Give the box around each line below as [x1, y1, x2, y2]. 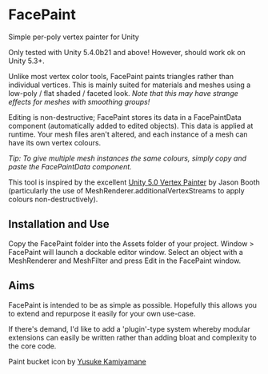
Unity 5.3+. [8, 56, 46, 66]
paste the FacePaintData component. [8, 161, 132, 171]
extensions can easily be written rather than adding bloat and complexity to [8, 332, 258, 342]
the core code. [8, 341, 57, 351]
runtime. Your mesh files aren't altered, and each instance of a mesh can [8, 129, 248, 139]
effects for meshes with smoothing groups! [8, 97, 150, 106]
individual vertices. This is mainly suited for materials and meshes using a [8, 80, 251, 90]
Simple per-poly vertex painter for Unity [8, 32, 140, 42]
